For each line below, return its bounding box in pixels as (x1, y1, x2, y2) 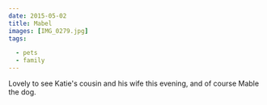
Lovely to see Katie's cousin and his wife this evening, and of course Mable (8, 78, 260, 88)
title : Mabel (8, 19, 53, 27)
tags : (8, 34, 27, 43)
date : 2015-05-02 (8, 11, 67, 20)
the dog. (8, 87, 36, 97)
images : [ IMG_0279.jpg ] (8, 27, 89, 35)
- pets (15, 49, 38, 57)
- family (15, 57, 45, 65)
